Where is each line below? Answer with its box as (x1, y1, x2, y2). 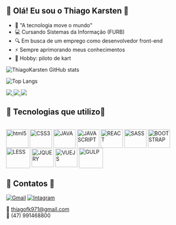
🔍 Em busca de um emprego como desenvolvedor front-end (14, 37, 163, 44)
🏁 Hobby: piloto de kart (14, 54, 71, 62)
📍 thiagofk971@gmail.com (6, 205, 70, 213)
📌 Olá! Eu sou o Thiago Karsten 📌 (6, 6, 129, 16)
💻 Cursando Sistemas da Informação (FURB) (14, 28, 125, 36)
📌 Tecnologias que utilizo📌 (6, 107, 106, 117)
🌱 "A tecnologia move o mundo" (14, 21, 93, 28)
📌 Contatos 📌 (6, 179, 55, 189)
